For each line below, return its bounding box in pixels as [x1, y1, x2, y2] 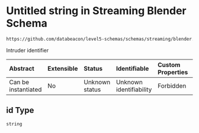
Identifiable [115, 64, 149, 72]
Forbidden [158, 81, 187, 89]
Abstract [9, 64, 34, 72]
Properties [158, 68, 188, 76]
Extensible [47, 64, 78, 72]
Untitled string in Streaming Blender [6, 4, 187, 18]
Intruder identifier [6, 46, 49, 54]
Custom [158, 61, 181, 69]
